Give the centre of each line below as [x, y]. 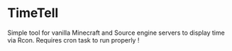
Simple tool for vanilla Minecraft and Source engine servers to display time [116, 33]
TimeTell [33, 13]
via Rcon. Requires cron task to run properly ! [73, 40]
